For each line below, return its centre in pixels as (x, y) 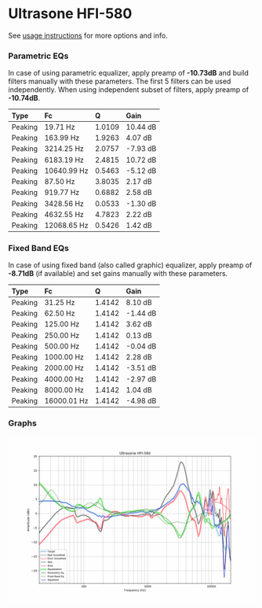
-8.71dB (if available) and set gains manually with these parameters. (118, 274)
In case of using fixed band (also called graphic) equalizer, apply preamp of (130, 265)
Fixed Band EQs (38, 248)
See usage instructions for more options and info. (88, 35)
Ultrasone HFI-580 (70, 14)
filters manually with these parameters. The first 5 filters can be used (120, 81)
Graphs (22, 423)
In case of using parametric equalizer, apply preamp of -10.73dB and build (129, 73)
